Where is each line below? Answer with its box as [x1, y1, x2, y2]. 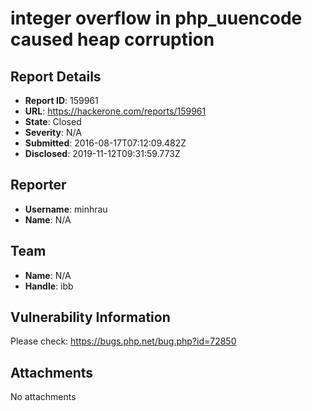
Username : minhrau [24, 203, 108, 215]
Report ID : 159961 [24, 95, 99, 106]
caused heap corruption [10, 28, 215, 51]
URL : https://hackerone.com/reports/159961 [24, 105, 207, 117]
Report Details [10, 68, 102, 85]
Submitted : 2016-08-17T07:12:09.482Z [24, 137, 187, 149]
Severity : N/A [24, 127, 82, 138]
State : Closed [24, 116, 82, 127]
